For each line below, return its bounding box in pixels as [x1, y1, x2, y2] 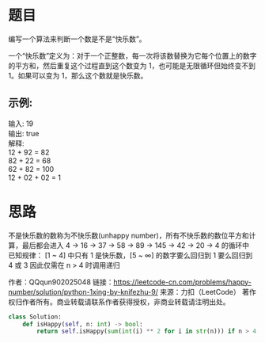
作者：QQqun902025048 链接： [8, 277, 114, 287]
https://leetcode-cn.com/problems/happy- [113, 277, 252, 287]
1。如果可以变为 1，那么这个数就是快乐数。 [8, 71, 148, 80]
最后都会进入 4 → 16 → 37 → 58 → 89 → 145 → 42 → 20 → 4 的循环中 [21, 240, 250, 250]
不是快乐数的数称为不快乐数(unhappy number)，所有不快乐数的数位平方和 [8, 231, 249, 240]
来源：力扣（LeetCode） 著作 [159, 287, 256, 296]
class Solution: [8, 313, 62, 321]
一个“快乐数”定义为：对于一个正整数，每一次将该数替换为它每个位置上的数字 [8, 51, 257, 60]
